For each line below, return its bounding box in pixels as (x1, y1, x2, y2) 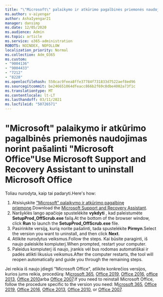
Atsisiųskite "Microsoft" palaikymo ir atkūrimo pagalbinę (12, 199, 125, 205)
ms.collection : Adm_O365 (5, 52, 55, 57)
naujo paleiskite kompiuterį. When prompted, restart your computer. (12, 241, 147, 247)
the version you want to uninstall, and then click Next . (12, 231, 120, 236)
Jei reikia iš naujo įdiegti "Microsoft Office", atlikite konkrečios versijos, (5, 265, 147, 272)
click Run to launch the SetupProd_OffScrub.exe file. (12, 220, 119, 226)
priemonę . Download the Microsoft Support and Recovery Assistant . (12, 205, 147, 211)
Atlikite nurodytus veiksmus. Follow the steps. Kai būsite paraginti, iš (12, 236, 148, 242)
